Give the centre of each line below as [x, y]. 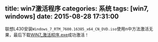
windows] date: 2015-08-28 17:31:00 [62, 17]
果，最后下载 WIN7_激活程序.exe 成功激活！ [47, 35]
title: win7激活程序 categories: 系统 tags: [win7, [77, 9]
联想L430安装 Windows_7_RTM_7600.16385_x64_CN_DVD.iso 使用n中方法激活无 [79, 28]
